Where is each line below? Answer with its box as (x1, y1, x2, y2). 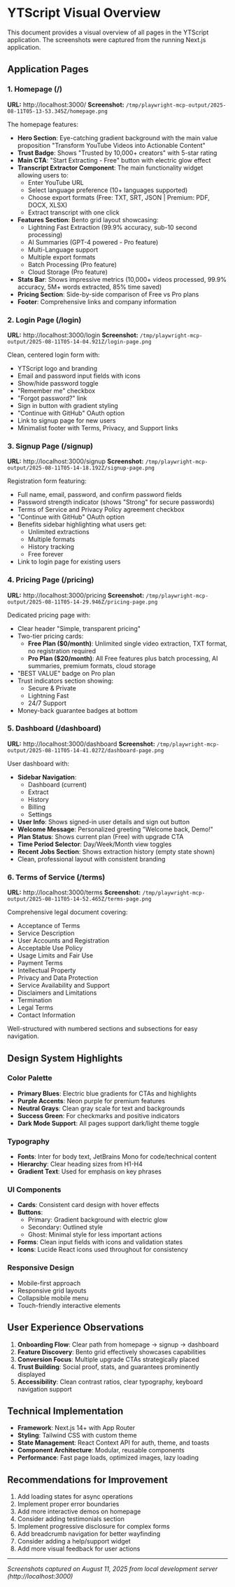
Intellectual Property (17, 966, 76, 975)
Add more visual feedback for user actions (17, 1544, 141, 1553)
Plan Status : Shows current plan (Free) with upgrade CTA (17, 832, 184, 840)
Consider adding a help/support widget (17, 1537, 131, 1546)
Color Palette (7, 1073, 52, 1083)
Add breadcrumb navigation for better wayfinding (17, 1530, 161, 1538)
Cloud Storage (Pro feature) (27, 268, 108, 276)
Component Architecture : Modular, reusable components (17, 1446, 185, 1455)
